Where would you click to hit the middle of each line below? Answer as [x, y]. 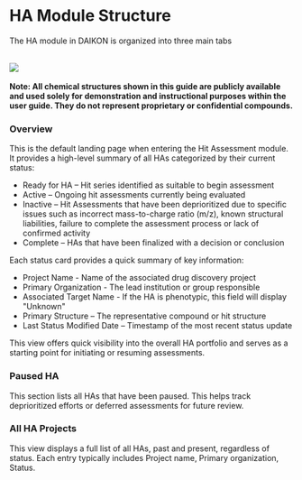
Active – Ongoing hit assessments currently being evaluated [134, 195]
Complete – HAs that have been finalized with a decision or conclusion [153, 243]
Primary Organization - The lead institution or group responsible [141, 287]
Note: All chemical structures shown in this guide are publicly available [145, 86]
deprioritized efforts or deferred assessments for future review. [127, 405]
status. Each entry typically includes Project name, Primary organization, [144, 457]
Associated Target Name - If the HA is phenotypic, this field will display [154, 297]
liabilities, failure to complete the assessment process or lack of [141, 224]
